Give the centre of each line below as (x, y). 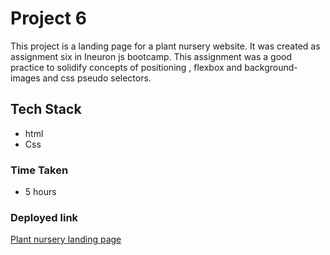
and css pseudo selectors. (97, 78)
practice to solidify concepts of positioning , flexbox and (126, 67)
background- (271, 67)
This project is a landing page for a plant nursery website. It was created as (165, 46)
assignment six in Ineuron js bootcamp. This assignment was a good (151, 56)
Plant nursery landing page (66, 239)
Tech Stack (46, 109)
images (25, 78)
